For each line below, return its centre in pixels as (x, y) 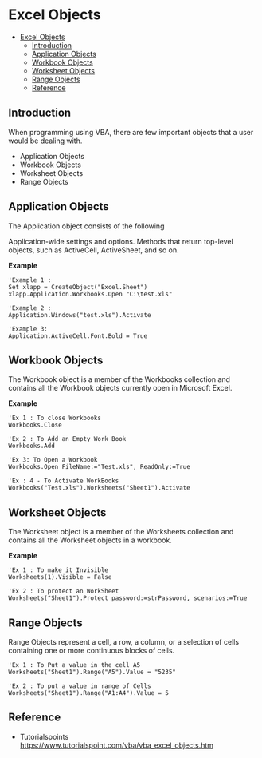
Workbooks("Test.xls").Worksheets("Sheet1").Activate (100, 488)
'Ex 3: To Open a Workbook (53, 460)
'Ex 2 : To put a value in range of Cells (80, 686)
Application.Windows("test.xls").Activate (80, 315)
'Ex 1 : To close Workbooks (55, 418)
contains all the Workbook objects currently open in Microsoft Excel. (120, 388)
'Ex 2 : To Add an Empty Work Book (67, 439)
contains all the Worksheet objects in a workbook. (90, 540)
